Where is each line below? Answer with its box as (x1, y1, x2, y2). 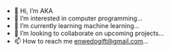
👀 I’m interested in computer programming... (13, 14, 143, 22)
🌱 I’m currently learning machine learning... (13, 22, 140, 30)
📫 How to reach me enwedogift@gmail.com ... (13, 37, 149, 45)
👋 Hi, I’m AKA (13, 7, 53, 15)
